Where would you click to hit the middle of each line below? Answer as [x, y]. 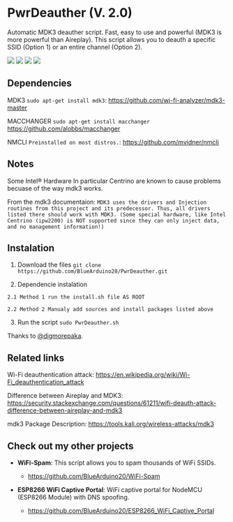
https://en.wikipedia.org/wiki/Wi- [143, 375]
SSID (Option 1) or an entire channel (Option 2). [75, 47]
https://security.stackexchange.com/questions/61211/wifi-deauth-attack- [112, 403]
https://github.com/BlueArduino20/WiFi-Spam [94, 476]
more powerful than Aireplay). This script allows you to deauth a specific [112, 39]
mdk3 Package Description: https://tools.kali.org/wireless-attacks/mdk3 [111, 424]
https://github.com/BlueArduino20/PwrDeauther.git [92, 271]
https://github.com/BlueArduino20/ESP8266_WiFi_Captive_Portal [121, 510]
